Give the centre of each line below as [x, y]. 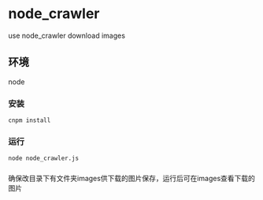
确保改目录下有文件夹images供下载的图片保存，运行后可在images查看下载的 [132, 179]
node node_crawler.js [44, 158]
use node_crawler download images [67, 35]
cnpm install [30, 120]
